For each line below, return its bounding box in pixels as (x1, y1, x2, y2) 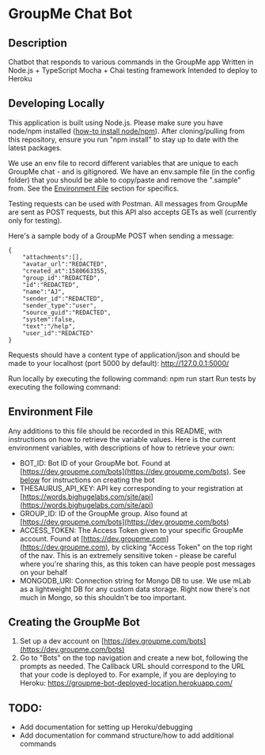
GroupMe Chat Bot (8, 5, 133, 23)
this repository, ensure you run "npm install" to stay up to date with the (8, 134, 239, 144)
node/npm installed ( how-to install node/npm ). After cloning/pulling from (8, 126, 245, 135)
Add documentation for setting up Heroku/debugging (19, 723, 194, 732)
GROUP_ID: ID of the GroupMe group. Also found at (19, 508, 188, 518)
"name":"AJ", (22, 288, 66, 296)
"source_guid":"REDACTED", (22, 308, 112, 316)
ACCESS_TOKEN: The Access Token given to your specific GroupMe (19, 525, 244, 534)
